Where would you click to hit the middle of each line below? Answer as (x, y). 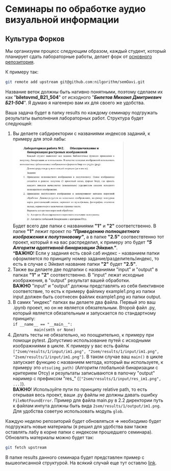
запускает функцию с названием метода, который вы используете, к (88, 362)
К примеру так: (22, 72)
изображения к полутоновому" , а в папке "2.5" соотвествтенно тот (88, 237)
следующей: (19, 123)
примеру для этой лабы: (39, 139)
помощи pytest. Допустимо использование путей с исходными (82, 340)
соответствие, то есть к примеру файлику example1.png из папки (84, 291)
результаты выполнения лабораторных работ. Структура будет (75, 118)
